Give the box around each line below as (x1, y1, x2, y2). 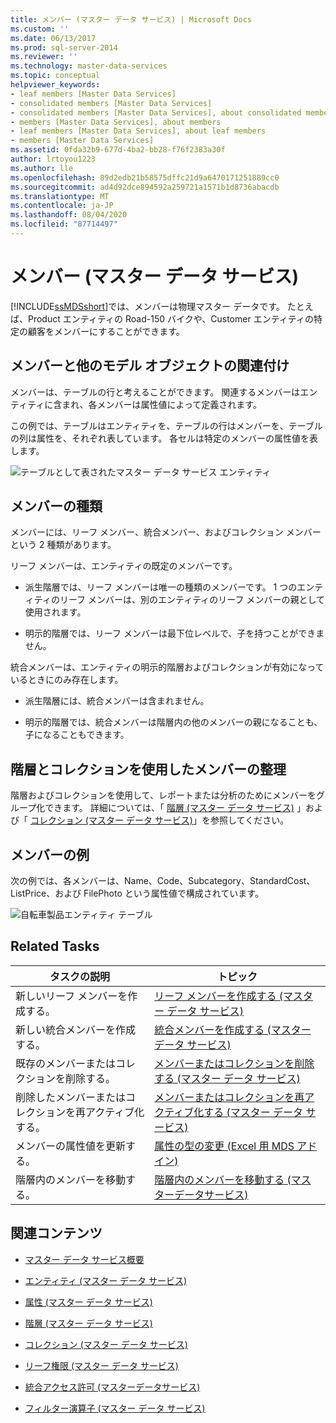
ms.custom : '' (10, 24, 70, 34)
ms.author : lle (10, 163, 74, 173)
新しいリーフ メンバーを (15, 989, 128, 1003)
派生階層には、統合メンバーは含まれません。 (24, 695, 210, 707)
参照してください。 (209, 814, 290, 826)
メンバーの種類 (10, 498, 103, 515)
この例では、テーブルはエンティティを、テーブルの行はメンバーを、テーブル (10, 419, 323, 431)
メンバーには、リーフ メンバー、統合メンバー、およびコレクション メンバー (10, 526, 322, 538)
